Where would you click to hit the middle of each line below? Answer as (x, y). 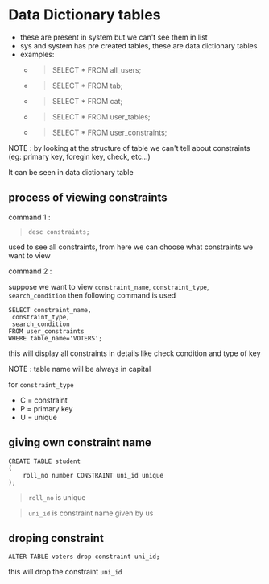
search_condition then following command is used (92, 295)
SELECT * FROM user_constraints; (110, 132)
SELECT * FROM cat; (87, 101)
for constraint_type (41, 384)
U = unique (39, 417)
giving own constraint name (80, 442)
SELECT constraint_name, (50, 310)
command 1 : (29, 217)
